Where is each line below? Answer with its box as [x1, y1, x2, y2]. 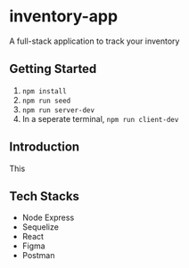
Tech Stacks [9, 189, 80, 204]
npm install [21, 86, 67, 95]
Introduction [9, 140, 80, 155]
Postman [21, 250, 55, 261]
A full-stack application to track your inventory [9, 36, 180, 46]
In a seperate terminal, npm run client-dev [21, 113, 179, 124]
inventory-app [9, 6, 119, 27]
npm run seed [21, 96, 71, 105]
